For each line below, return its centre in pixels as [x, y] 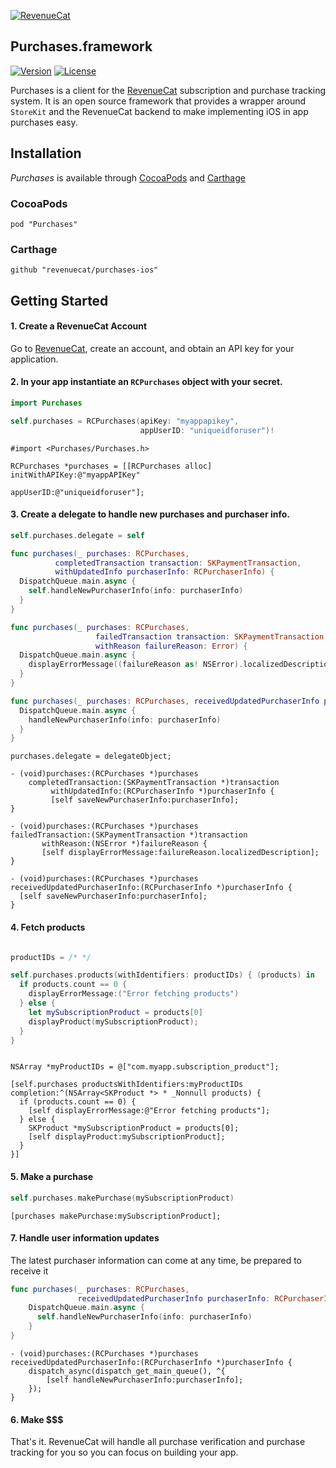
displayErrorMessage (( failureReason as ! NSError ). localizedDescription [180, 665]
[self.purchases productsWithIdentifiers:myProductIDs [127, 1085]
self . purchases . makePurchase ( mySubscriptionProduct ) [122, 1198]
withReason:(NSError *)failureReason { [124, 844]
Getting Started [59, 300]
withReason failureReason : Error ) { [171, 646]
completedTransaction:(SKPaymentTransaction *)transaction [154, 783]
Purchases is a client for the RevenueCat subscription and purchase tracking [168, 90]
